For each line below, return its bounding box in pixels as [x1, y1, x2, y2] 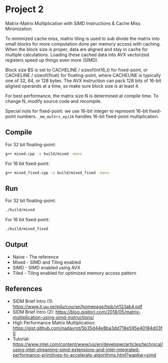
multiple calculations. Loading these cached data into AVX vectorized [5, 52, 150, 58]
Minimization [5, 25, 32, 31]
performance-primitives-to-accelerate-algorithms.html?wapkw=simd [12, 352, 156, 358]
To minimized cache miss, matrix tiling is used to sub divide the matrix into [5, 35, 160, 42]
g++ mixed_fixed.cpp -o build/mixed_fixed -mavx [5, 170, 109, 175]
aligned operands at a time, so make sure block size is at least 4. [5, 83, 140, 89]
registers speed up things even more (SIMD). [5, 57, 99, 63]
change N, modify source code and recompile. [5, 98, 102, 104]
